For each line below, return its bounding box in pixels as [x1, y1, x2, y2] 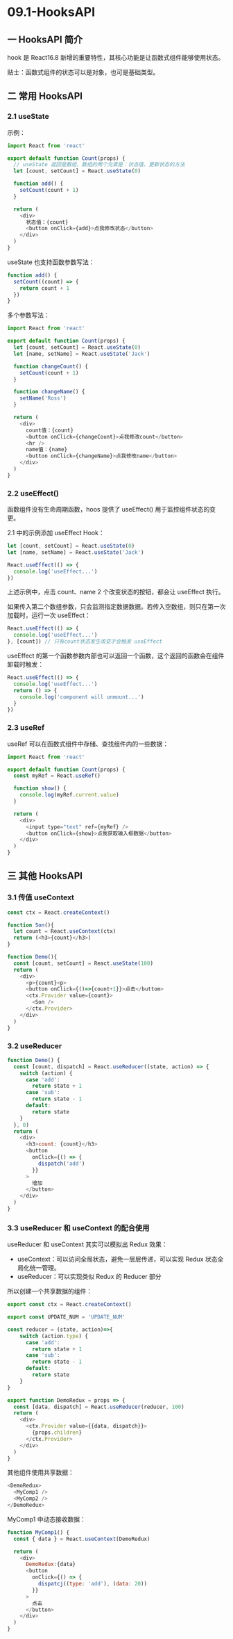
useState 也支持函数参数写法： [7, 258, 95, 266]
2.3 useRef [7, 723, 45, 733]
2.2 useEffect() [7, 488, 59, 498]
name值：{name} [25, 446, 68, 453]
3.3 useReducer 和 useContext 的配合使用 [7, 1223, 150, 1232]
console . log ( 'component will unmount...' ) [19, 693, 144, 701]
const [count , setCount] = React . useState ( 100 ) [13, 960, 154, 967]
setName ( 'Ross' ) [19, 395, 67, 402]
